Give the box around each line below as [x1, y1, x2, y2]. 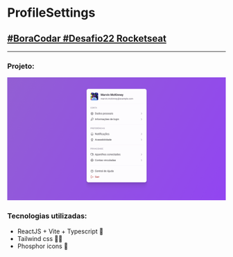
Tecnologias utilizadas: [7, 211, 87, 221]
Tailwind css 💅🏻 [17, 234, 63, 242]
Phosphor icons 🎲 [17, 242, 68, 250]
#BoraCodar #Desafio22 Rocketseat [7, 33, 166, 44]
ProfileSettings [7, 5, 96, 21]
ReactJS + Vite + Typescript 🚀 [17, 227, 104, 235]
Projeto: [7, 61, 35, 71]
